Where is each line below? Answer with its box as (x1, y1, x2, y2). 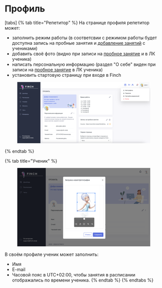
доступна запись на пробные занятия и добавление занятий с (12, 40, 146, 46)
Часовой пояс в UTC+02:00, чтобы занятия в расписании (12, 272, 136, 278)
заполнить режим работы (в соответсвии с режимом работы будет (12, 35, 157, 41)
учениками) (12, 45, 38, 51)
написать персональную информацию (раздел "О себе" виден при (12, 61, 156, 67)
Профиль (5, 3, 46, 15)
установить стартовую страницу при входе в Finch (12, 72, 121, 78)
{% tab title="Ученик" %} (5, 158, 58, 164)
